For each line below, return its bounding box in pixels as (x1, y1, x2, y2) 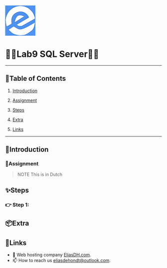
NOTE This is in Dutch (17, 171, 63, 177)
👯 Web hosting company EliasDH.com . (12, 252, 91, 258)
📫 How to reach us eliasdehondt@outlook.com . (12, 257, 111, 263)
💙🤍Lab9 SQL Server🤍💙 (5, 48, 99, 60)
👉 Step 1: (5, 201, 29, 208)
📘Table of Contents (5, 74, 66, 83)
